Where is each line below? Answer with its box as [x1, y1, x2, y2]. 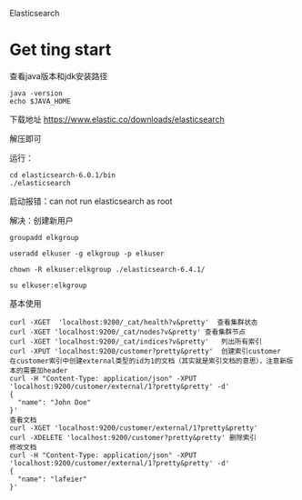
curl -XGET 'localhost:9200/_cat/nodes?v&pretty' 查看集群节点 [9, 327, 246, 336]
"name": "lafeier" [17, 475, 88, 484]
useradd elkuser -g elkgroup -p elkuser [9, 249, 166, 258]
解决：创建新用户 [9, 215, 74, 225]
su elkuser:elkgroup [9, 281, 88, 290]
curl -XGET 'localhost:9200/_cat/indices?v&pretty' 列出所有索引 [9, 336, 262, 346]
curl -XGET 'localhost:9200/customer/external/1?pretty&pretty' [9, 423, 258, 433]
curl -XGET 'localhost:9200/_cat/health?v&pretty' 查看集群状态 [9, 317, 258, 326]
